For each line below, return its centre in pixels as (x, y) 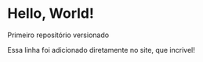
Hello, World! (51, 14)
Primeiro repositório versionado (58, 35)
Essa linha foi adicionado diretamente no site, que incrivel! (101, 50)
